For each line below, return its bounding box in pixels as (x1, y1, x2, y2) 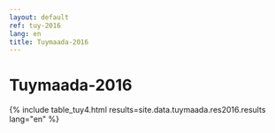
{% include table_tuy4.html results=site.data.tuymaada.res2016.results (9, 105, 266, 115)
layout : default (9, 12, 69, 22)
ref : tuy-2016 (9, 21, 62, 30)
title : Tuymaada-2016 (9, 37, 89, 47)
